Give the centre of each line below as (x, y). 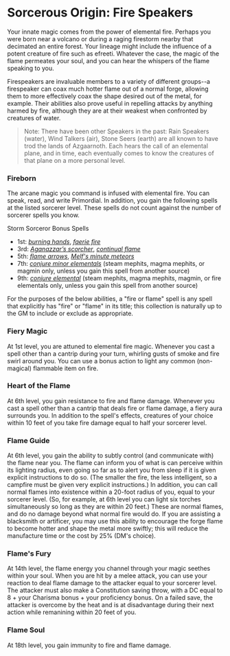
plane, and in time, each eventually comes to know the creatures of (119, 153)
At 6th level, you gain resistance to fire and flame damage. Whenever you (111, 400)
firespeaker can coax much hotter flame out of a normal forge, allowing (108, 89)
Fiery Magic (27, 331)
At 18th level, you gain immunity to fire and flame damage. (89, 645)
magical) (20, 368)
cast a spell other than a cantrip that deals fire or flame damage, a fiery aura (115, 408)
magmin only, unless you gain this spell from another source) (103, 271)
